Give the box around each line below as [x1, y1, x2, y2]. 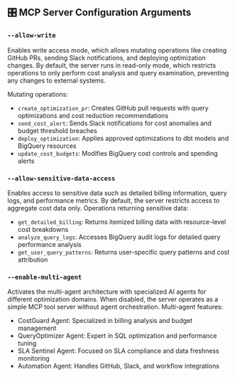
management [17, 324, 57, 333]
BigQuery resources [17, 142, 77, 150]
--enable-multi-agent [7, 273, 82, 281]
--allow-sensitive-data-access [7, 174, 116, 182]
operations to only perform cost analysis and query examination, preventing [7, 68, 229, 77]
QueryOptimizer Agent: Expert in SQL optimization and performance [17, 331, 218, 340]
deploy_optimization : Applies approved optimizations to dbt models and [17, 134, 229, 142]
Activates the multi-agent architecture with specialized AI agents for [7, 287, 206, 296]
